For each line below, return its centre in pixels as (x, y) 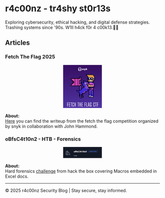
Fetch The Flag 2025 (30, 57)
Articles (18, 43)
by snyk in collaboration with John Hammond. (52, 126)
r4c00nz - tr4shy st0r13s (58, 9)
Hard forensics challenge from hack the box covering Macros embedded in (81, 171)
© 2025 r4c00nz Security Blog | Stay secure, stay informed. (66, 191)
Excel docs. (17, 176)
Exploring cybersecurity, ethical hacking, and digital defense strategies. (78, 22)
